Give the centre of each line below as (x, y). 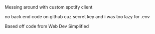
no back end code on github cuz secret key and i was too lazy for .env (77, 17)
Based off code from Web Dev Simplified (47, 26)
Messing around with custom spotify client (49, 7)
